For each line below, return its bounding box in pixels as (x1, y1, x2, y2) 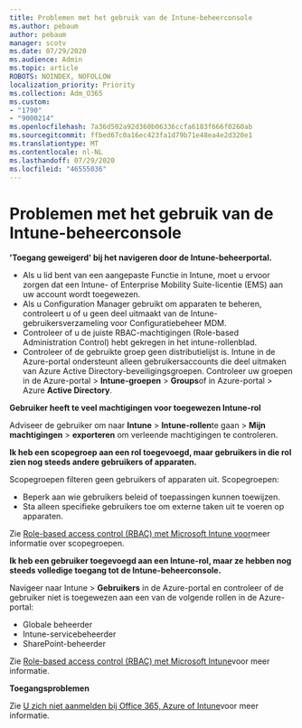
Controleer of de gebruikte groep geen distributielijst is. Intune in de (22, 347, 276, 358)
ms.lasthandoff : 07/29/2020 (9, 155, 116, 165)
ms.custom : (9, 97, 51, 107)
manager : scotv (9, 38, 67, 48)
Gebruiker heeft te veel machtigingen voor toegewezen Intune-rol (9, 403, 261, 414)
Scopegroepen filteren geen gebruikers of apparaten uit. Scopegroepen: (9, 474, 279, 485)
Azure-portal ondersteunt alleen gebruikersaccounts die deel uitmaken (22, 356, 287, 367)
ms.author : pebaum (9, 22, 79, 31)
